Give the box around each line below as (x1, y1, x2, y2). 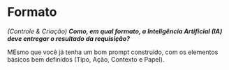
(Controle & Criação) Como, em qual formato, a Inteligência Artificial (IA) (7, 27, 223, 35)
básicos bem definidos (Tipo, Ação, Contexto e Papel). (7, 55, 165, 63)
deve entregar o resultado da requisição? (7, 34, 131, 42)
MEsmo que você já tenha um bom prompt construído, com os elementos (7, 48, 219, 56)
